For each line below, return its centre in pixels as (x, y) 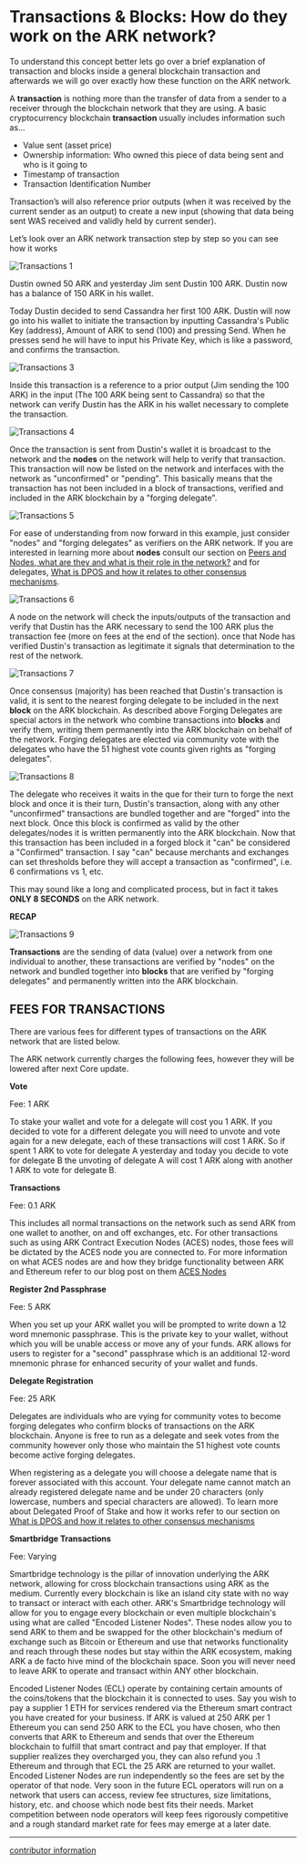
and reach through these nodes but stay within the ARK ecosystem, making (151, 1651)
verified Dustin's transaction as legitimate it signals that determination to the (152, 645)
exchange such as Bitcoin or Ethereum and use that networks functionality (149, 1642)
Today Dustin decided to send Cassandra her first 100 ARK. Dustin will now (150, 311)
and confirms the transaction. (65, 349)
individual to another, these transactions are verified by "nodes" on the (142, 961)
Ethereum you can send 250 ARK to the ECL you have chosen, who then (145, 1727)
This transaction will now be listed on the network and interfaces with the (147, 469)
